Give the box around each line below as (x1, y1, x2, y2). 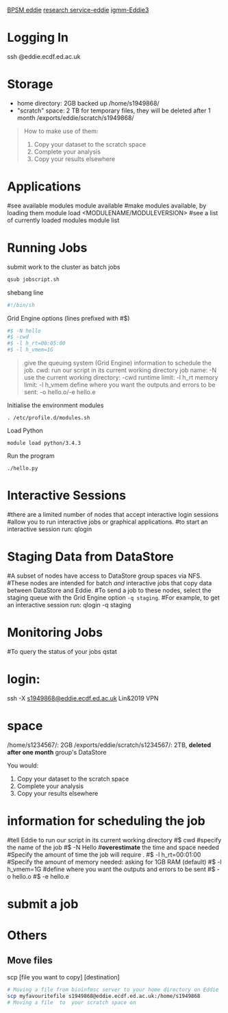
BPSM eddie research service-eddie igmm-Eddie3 (7, 6, 149, 14)
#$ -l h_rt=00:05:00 (7, 340, 66, 347)
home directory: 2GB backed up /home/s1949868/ (16, 99, 160, 107)
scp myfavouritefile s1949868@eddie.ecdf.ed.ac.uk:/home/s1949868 (7, 992, 201, 999)
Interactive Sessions (7, 488, 127, 503)
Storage (7, 77, 53, 92)
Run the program (7, 452, 55, 460)
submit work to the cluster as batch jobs (7, 263, 121, 271)
